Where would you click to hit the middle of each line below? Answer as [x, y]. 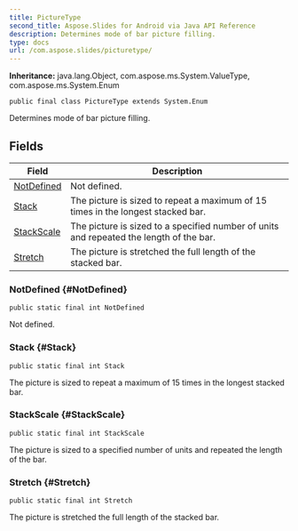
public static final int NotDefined [77, 308]
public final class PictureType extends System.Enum [109, 102]
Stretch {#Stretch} [50, 482]
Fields [27, 146]
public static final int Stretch [71, 501]
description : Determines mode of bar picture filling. [113, 34]
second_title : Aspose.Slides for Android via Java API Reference [132, 26]
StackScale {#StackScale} [67, 414]
